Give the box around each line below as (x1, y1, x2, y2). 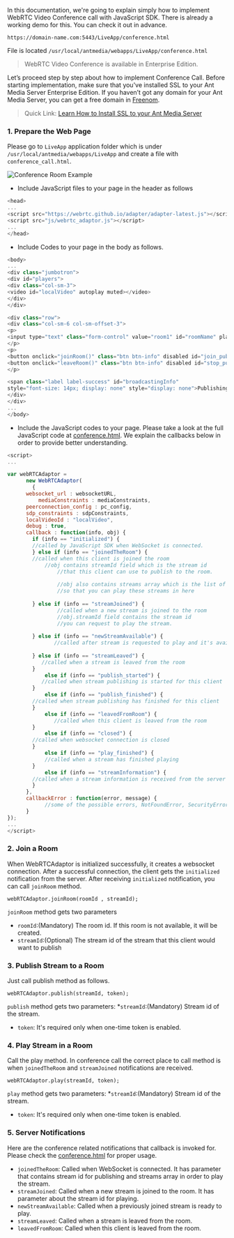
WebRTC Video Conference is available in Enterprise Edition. (24, 60, 198, 68)
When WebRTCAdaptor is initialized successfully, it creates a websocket (7, 859, 214, 868)
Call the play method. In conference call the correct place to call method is (7, 1056, 221, 1065)
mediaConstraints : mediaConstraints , (38, 496, 151, 504)
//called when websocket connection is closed (32, 737, 170, 744)
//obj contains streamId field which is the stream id (44, 561, 208, 569)
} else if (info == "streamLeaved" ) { (32, 652, 145, 659)
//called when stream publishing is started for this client (41, 678, 223, 685)
